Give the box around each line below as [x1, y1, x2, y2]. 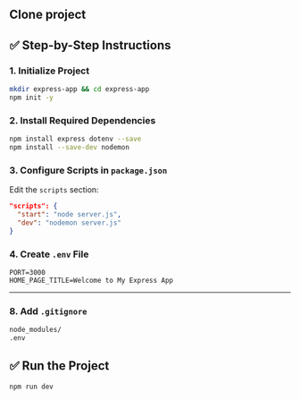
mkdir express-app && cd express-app [9, 85, 150, 94]
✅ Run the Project [9, 358, 110, 374]
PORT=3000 [9, 268, 46, 277]
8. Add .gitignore [9, 304, 87, 317]
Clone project [9, 7, 87, 22]
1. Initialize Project [9, 64, 90, 77]
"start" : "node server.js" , [17, 210, 122, 219]
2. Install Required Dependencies [9, 114, 156, 126]
